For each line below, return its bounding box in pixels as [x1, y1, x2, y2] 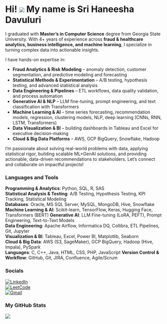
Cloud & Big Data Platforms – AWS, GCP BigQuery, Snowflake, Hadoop [12, 136, 160, 142]
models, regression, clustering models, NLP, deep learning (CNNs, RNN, [12, 114, 162, 120]
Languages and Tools [5, 174, 59, 181]
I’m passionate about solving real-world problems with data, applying [5, 145, 148, 151]
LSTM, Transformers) [12, 120, 57, 126]
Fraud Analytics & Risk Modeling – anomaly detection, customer [12, 66, 147, 72]
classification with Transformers [12, 103, 79, 110]
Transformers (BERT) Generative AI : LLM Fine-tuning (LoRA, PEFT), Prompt [5, 212, 162, 218]
